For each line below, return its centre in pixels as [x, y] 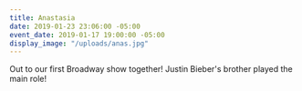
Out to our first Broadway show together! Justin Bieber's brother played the [151, 69]
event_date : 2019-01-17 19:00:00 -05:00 [88, 35]
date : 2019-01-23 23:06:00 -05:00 [75, 26]
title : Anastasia [42, 18]
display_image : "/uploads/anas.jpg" [79, 43]
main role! [28, 79]
